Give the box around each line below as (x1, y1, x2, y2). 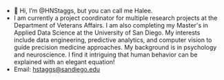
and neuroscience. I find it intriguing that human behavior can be (13, 50, 198, 59)
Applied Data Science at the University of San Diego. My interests (13, 28, 201, 37)
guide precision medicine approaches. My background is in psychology (13, 43, 217, 51)
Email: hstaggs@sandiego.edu (13, 66, 101, 73)
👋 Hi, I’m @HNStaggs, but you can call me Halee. (13, 7, 153, 14)
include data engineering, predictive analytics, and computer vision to (13, 36, 212, 44)
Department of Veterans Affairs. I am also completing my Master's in (13, 21, 209, 29)
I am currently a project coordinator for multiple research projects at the (13, 14, 218, 22)
